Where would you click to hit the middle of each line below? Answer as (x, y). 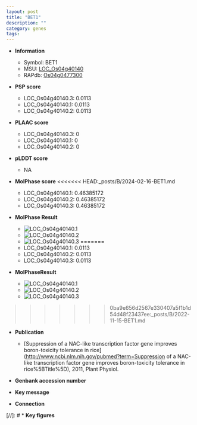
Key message (32, 392)
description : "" (26, 23)
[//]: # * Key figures (30, 415)
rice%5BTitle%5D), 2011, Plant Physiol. (71, 369)
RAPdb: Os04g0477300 (53, 75)
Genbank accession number (50, 381)
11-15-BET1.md (128, 321)
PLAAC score (32, 122)
